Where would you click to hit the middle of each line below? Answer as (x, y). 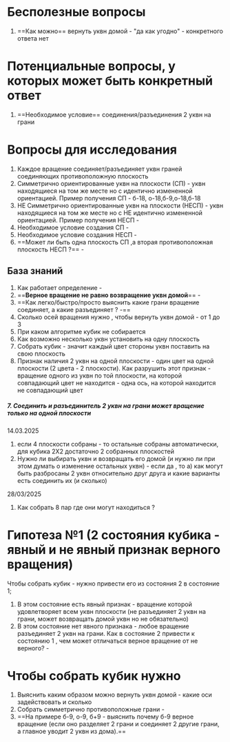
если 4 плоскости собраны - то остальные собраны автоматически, (118, 444)
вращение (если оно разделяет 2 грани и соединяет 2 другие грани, (118, 724)
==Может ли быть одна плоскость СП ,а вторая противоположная (115, 242)
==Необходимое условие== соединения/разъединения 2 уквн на (114, 114)
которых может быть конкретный (110, 81)
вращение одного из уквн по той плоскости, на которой (100, 375)
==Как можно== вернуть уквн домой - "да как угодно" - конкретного (120, 31)
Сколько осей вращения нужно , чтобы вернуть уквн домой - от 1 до (118, 317)
